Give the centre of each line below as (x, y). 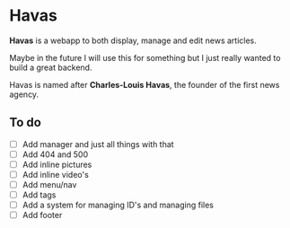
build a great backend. (51, 67)
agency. (24, 94)
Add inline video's (56, 174)
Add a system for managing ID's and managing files (118, 205)
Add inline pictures (57, 164)
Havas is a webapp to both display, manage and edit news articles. (133, 40)
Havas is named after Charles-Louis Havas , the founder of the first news (145, 84)
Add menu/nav (49, 184)
